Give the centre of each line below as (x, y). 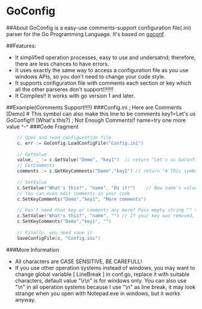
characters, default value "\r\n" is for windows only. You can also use (101, 280)
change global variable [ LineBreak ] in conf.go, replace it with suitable (102, 274)
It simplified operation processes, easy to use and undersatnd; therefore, (105, 57)
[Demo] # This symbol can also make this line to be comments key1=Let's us (101, 114)
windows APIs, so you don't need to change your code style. (90, 76)
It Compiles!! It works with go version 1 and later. (75, 96)
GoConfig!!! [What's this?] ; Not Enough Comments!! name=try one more (96, 120)
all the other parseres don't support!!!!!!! (64, 89)
